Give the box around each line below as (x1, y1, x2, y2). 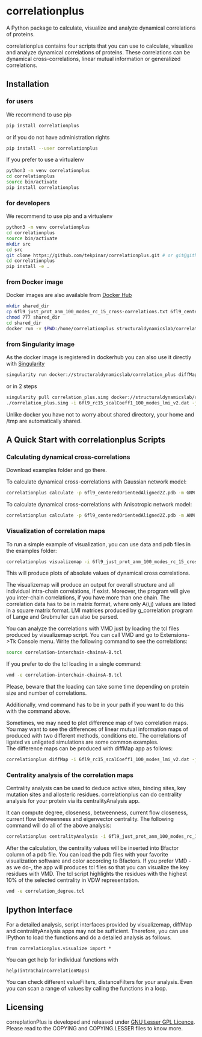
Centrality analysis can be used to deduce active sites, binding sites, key (6, 785, 186, 792)
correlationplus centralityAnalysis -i (6, 834, 106, 840)
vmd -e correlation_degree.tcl (6, 889, 85, 895)
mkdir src (6, 241, 31, 247)
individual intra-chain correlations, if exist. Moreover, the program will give (6, 587, 191, 595)
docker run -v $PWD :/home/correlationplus (6, 325, 114, 331)
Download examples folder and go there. (6, 467, 107, 474)
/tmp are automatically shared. (6, 417, 82, 424)
